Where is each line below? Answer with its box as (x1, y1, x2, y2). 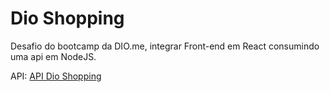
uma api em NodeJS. (10, 50, 97, 62)
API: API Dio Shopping (10, 70, 102, 82)
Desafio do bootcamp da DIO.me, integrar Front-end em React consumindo (10, 40, 320, 52)
